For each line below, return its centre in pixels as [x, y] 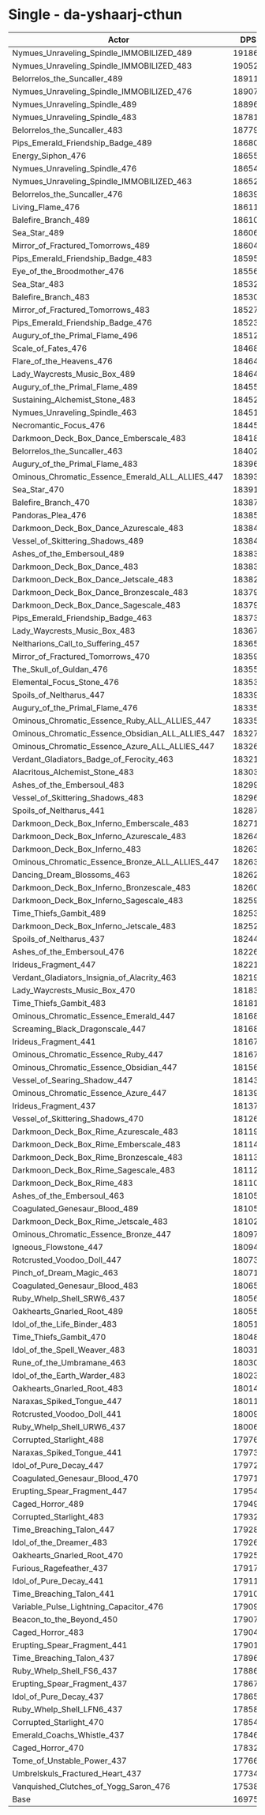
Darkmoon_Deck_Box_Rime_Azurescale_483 [95, 1132]
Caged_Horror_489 [48, 1504]
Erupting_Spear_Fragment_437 [70, 1683]
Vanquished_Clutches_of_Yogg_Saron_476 [91, 1786]
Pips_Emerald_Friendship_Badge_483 [82, 258]
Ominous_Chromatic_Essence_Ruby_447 [88, 1054]
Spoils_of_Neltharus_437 [58, 939]
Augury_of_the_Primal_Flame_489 [75, 386]
